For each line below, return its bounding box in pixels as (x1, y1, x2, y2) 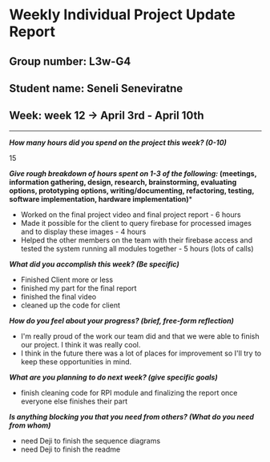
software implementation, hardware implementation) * (9, 194, 193, 203)
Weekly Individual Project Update (9, 6, 236, 24)
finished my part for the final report (20, 283, 137, 293)
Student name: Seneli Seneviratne (9, 82, 183, 95)
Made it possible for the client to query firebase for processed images (20, 218, 252, 227)
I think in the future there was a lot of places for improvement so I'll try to (20, 348, 262, 358)
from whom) (9, 420, 51, 430)
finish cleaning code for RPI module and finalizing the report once (20, 388, 238, 397)
